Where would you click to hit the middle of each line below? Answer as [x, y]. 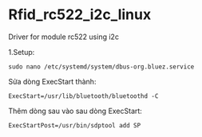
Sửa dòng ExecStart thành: [52, 81]
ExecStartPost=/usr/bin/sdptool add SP [75, 125]
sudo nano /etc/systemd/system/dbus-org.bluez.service [101, 67]
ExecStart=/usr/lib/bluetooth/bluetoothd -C [83, 96]
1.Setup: [22, 52]
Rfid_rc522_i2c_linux [80, 15]
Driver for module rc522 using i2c [64, 37]
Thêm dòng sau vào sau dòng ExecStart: [75, 111]
